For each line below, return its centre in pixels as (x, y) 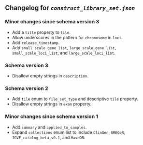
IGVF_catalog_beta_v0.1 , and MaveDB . (49, 137)
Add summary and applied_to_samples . (49, 127)
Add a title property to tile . (41, 32)
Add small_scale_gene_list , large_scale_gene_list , (64, 47)
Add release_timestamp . (36, 43)
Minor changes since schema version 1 (51, 116)
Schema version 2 (27, 88)
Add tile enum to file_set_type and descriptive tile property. (75, 99)
